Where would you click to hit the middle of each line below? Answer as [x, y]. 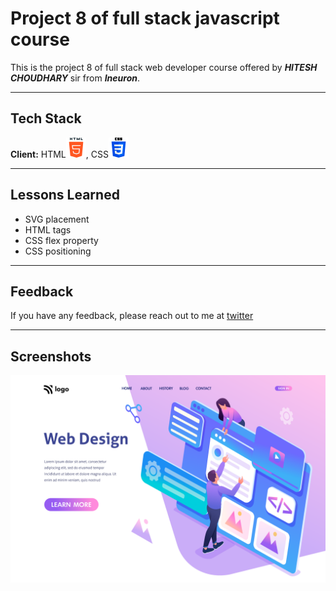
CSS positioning [58, 251]
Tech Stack [46, 118]
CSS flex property [61, 240]
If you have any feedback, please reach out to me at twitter [132, 316]
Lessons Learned [65, 195]
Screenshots [51, 356]
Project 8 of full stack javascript [145, 18]
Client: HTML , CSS [59, 154]
